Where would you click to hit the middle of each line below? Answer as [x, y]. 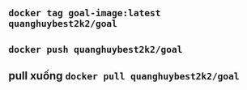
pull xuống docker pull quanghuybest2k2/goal [124, 76]
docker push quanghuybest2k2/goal [96, 49]
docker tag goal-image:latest [85, 13]
